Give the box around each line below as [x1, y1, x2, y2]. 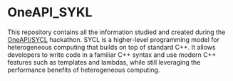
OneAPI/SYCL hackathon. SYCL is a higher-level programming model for [7, 35, 219, 43]
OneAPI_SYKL [7, 4, 93, 21]
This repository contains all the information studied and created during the [7, 28, 226, 36]
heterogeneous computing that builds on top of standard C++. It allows [7, 43, 216, 51]
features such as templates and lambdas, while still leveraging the [7, 58, 201, 66]
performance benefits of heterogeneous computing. [7, 65, 160, 74]
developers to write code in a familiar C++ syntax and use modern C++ [7, 50, 217, 59]
